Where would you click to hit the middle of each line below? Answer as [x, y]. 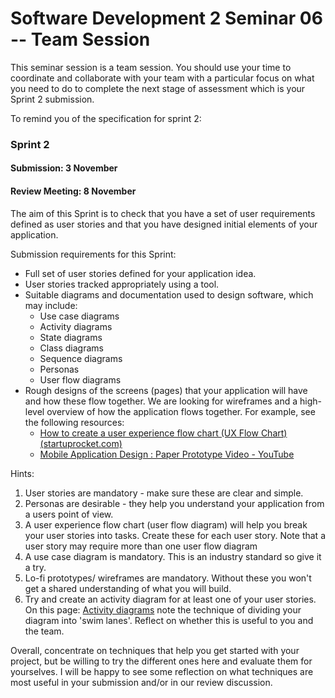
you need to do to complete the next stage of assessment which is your [158, 88]
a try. [35, 567]
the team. [44, 631]
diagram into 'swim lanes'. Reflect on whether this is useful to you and [169, 620]
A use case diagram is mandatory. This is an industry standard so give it [173, 556]
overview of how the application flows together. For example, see [181, 411]
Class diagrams [71, 348]
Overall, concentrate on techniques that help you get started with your [155, 650]
